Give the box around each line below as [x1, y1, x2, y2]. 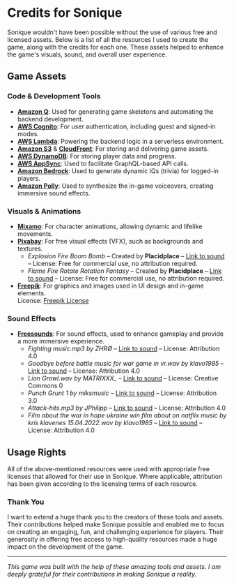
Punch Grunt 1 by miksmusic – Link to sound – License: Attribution [27, 389, 217, 397]
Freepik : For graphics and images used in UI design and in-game [17, 281, 204, 290]
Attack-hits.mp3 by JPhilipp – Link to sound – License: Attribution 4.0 [27, 403, 226, 413]
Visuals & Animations [7, 206, 81, 216]
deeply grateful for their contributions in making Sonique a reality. [7, 570, 197, 579]
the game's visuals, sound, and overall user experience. [7, 50, 167, 59]
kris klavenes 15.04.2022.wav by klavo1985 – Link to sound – [27, 419, 203, 427]
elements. [17, 288, 47, 297]
